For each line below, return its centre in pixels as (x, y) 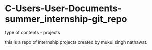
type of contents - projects (33, 32)
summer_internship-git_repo (66, 19)
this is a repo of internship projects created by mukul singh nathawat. (76, 42)
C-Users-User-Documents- (63, 9)
